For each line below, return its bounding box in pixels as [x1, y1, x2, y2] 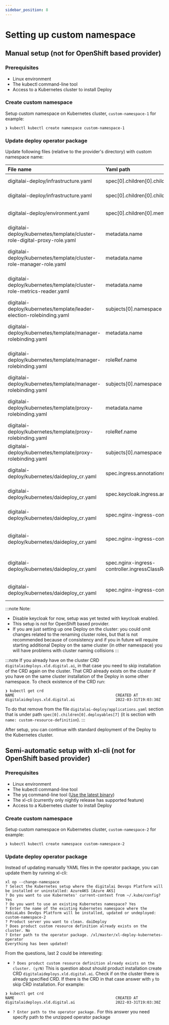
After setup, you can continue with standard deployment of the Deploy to [5, 727, 156, 733]
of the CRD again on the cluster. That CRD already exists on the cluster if [5, 668, 156, 674]
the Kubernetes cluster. [5, 732, 54, 738]
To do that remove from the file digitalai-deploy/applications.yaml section [5, 706, 164, 712]
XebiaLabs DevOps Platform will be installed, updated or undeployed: [5, 911, 156, 916]
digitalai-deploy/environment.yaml [8, 210, 90, 217]
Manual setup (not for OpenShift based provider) [5, 49, 161, 58]
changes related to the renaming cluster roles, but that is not [12, 631, 138, 637]
